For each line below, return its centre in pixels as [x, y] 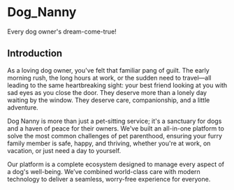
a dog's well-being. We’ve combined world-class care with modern [104, 171]
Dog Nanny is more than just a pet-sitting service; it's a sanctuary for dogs [115, 121]
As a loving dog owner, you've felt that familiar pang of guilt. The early [108, 70]
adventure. [23, 107]
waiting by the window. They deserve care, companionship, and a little [109, 100]
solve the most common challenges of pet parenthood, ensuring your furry [115, 136]
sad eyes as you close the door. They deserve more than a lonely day [107, 92]
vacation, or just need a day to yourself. [64, 150]
